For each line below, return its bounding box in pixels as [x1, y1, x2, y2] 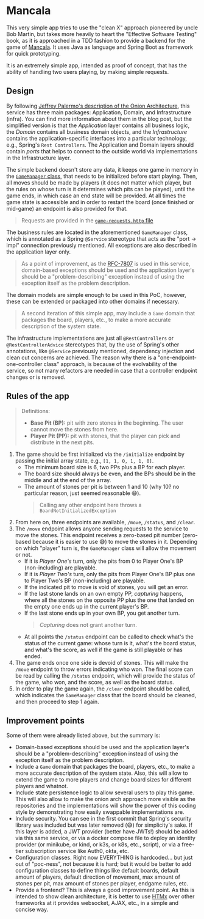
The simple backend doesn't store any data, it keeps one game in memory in [6, 166, 199, 173]
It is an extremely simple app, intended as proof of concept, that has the [6, 62, 188, 69]
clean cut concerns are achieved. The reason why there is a [6, 354, 157, 361]
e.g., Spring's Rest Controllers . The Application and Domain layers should [6, 141, 194, 148]
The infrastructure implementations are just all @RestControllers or [6, 334, 174, 342]
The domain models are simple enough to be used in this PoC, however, [6, 291, 187, 298]
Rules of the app [6, 391, 69, 401]
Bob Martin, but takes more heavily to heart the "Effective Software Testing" [6, 30, 197, 37]
